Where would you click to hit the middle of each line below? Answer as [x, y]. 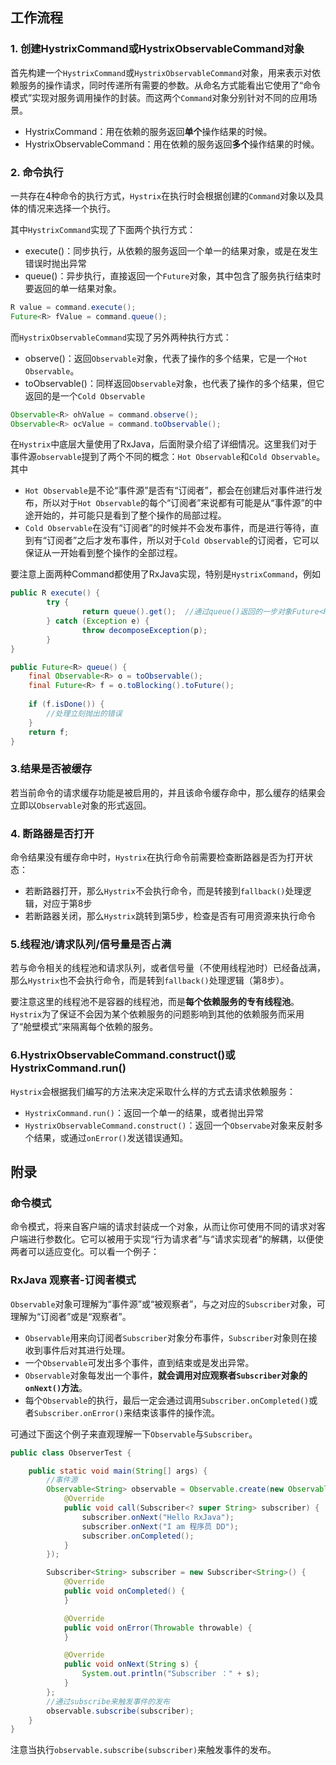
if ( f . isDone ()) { [66, 704]
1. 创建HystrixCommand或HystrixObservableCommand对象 [157, 49]
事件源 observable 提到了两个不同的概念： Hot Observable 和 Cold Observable [163, 457]
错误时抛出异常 [55, 263]
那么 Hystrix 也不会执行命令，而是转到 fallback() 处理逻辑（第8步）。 [150, 980]
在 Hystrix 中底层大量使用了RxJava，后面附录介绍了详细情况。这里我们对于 [164, 444]
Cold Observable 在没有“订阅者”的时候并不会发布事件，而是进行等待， [167, 528]
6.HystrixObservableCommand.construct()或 [123, 1055]
